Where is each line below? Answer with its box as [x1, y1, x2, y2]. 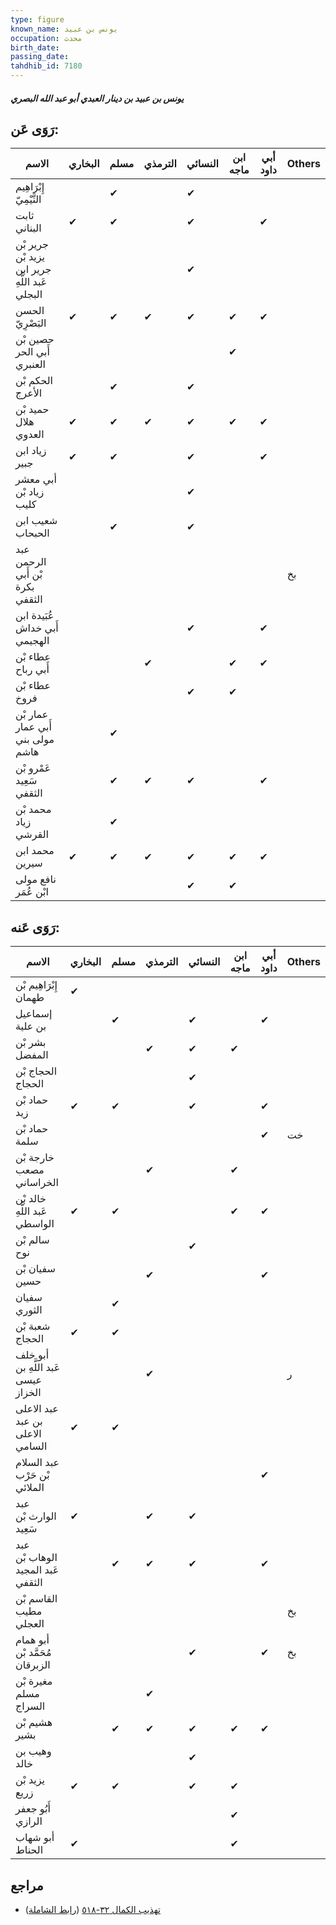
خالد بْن [15, 1192, 47, 1206]
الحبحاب [15, 526, 50, 540]
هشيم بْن [15, 1716, 53, 1730]
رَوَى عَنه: [10, 919, 60, 936]
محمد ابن [15, 844, 55, 858]
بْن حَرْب [15, 1468, 50, 1482]
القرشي [15, 827, 49, 841]
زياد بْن [15, 485, 45, 499]
